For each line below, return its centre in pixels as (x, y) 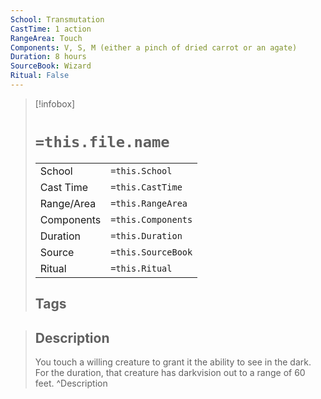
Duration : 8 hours (48, 57)
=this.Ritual (141, 268)
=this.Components (151, 219)
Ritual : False (40, 76)
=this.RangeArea (149, 203)
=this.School (141, 170)
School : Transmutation (57, 19)
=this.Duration (146, 235)
